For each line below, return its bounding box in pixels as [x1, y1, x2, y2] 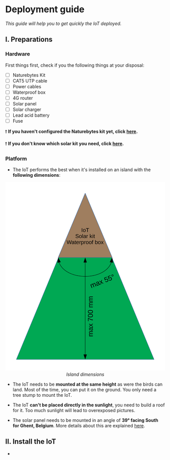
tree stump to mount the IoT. [12, 392, 72, 398]
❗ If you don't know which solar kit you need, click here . [5, 141, 124, 147]
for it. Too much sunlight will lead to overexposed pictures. [12, 407, 135, 413]
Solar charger [12, 106, 42, 113]
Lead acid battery [12, 112, 50, 118]
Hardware [5, 50, 30, 58]
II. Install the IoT [5, 437, 56, 446]
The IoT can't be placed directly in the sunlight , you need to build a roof [12, 401, 165, 408]
